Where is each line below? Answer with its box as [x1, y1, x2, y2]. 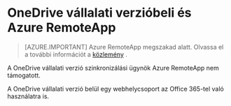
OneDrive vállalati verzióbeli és [7, 5, 192, 21]
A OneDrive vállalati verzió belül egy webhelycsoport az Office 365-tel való [7, 84, 224, 93]
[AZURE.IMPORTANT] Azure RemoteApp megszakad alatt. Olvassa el [24, 43, 224, 51]
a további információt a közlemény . [24, 50, 128, 59]
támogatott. [7, 71, 41, 79]
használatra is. [7, 92, 50, 100]
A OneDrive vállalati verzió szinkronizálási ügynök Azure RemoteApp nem [7, 63, 219, 72]
